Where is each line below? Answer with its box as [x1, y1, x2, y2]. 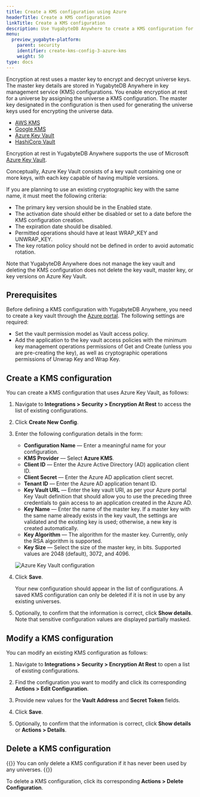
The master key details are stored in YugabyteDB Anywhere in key [6, 82, 169, 89]
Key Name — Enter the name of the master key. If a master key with [23, 506, 191, 513]
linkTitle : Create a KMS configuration [6, 20, 106, 26]
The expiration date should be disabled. [14, 222, 113, 230]
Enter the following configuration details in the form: [14, 430, 143, 438]
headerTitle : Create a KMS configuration [6, 14, 111, 20]
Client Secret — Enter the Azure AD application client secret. [23, 474, 174, 481]
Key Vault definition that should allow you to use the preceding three [23, 493, 192, 500]
